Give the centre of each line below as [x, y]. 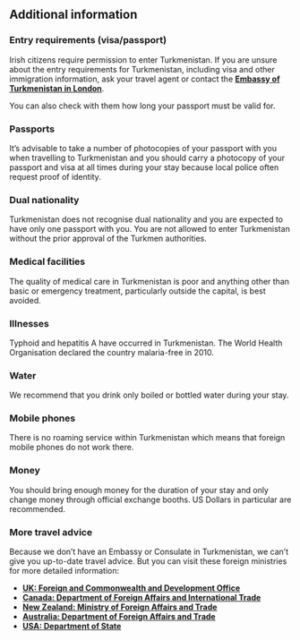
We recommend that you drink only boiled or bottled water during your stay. [149, 395]
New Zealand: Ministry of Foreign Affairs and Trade [120, 607]
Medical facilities [47, 261]
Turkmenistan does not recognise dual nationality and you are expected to [146, 219]
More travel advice [51, 532]
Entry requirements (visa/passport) [88, 40]
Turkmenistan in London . [57, 88]
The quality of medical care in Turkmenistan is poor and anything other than [149, 281]
